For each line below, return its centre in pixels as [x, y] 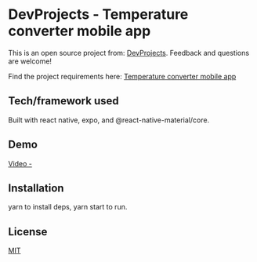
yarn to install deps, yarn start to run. [68, 207]
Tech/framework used [63, 101]
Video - [20, 163]
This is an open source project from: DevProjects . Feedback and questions [128, 53]
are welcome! [30, 61]
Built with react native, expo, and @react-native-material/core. [109, 120]
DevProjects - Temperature [98, 15]
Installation [36, 188]
